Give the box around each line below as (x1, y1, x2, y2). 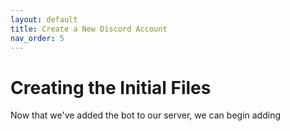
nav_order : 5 (10, 33, 65, 43)
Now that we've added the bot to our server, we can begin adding (10, 109, 281, 121)
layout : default (10, 14, 78, 25)
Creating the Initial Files (10, 76, 212, 99)
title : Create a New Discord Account (10, 24, 168, 34)
